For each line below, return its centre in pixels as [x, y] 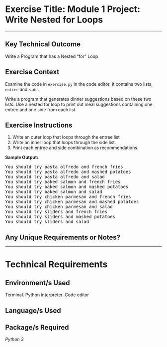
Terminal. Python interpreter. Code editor [47, 295]
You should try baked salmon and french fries [63, 182]
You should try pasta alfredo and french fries [64, 167]
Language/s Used [33, 310]
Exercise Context [32, 72]
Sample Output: [22, 158]
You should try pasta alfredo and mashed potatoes [68, 172]
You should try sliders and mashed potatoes [60, 217]
